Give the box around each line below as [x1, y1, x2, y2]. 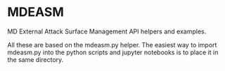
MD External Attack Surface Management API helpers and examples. [7, 27, 207, 35]
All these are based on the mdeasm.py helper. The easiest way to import [7, 40, 217, 49]
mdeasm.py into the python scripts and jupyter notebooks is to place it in [7, 48, 219, 56]
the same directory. [7, 55, 64, 63]
